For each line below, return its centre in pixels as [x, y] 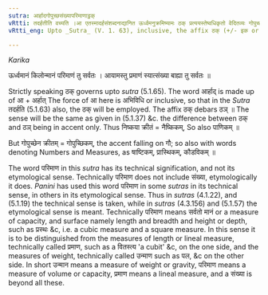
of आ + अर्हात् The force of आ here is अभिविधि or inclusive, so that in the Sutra [129, 100]
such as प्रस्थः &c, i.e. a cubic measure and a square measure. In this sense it [132, 230]
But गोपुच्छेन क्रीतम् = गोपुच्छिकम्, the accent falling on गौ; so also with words [122, 144]
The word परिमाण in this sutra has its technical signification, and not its [122, 168]
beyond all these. [37, 283]
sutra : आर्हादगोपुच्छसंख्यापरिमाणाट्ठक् [52, 16]
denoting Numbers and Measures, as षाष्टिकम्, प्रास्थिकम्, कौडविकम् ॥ [112, 152]
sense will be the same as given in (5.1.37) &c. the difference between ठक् [128, 118]
